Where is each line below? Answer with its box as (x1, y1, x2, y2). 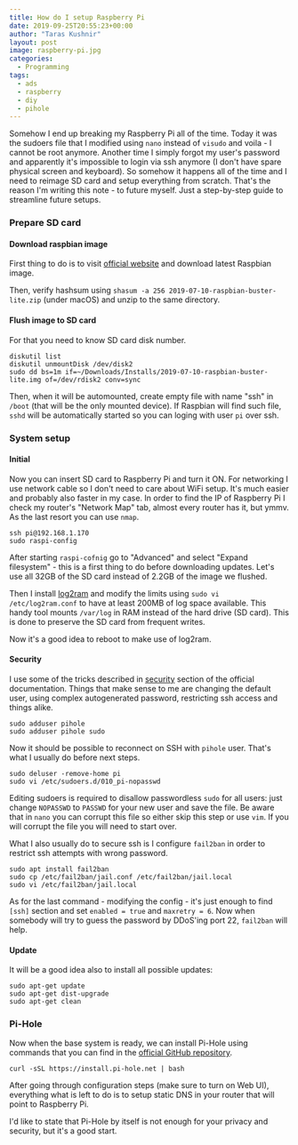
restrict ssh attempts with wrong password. (9, 847, 169, 858)
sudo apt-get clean (9, 997, 82, 1006)
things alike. (9, 701, 53, 712)
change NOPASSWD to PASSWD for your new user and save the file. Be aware (9, 802, 275, 813)
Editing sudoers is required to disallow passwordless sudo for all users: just (9, 792, 283, 803)
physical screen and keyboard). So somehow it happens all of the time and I (9, 166, 287, 177)
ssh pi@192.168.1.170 (9, 528, 90, 538)
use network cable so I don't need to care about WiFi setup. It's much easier (9, 483, 289, 493)
